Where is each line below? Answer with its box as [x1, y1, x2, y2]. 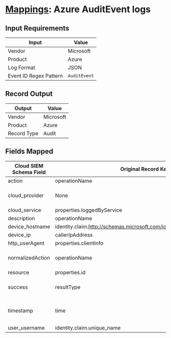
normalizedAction [8, 254, 50, 261]
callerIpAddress [55, 231, 93, 238]
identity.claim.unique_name [55, 324, 121, 331]
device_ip [8, 231, 31, 238]
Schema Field [12, 168, 46, 176]
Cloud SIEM [14, 162, 44, 169]
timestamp [8, 307, 34, 314]
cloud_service [8, 206, 42, 213]
